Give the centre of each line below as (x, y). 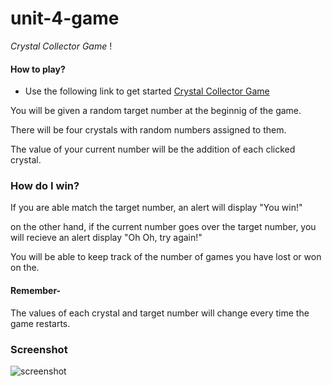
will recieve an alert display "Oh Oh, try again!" (106, 238)
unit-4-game (65, 18)
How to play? (38, 69)
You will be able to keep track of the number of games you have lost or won (166, 257)
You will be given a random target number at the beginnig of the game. (156, 111)
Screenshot (39, 349)
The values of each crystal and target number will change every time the (160, 313)
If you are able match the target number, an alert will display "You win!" (156, 208)
